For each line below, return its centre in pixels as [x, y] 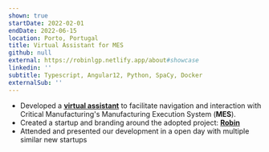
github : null [30, 53]
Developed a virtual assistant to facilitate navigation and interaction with [141, 106]
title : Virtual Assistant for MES [66, 46]
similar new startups [53, 139]
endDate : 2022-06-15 [43, 30]
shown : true [28, 16]
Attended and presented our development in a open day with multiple [134, 131]
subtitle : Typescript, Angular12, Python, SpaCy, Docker [106, 75]
